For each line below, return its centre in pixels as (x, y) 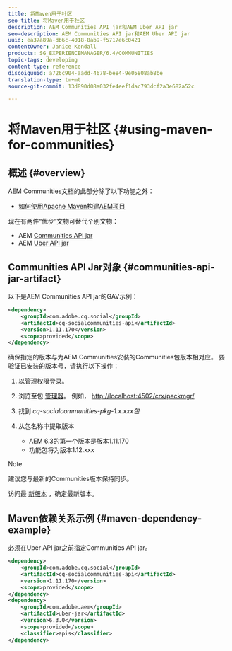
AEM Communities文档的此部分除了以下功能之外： (81, 191)
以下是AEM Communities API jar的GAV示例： (73, 296)
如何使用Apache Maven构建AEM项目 (72, 207)
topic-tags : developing (43, 60)
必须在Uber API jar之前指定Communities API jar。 (80, 548)
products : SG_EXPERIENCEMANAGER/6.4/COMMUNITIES (81, 54)
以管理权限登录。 (43, 381)
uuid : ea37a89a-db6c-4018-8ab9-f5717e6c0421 (74, 40)
